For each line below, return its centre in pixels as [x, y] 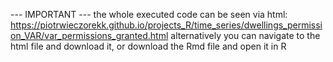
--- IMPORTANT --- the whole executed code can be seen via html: [149, 14]
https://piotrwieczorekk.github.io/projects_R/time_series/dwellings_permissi [166, 25]
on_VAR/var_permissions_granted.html [89, 35]
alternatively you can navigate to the [245, 35]
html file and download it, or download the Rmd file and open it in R [148, 46]
